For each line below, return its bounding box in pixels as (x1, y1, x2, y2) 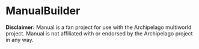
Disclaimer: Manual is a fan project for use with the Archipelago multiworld (5, 24, 192, 31)
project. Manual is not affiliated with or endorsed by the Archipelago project (5, 30, 193, 37)
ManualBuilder (5, 4, 81, 18)
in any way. (5, 36, 34, 43)
